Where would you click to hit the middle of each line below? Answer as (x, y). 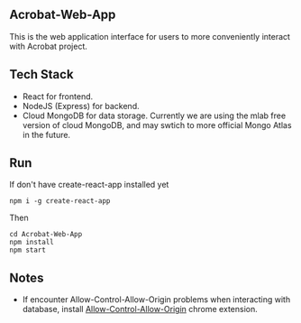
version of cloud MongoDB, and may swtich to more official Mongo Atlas (157, 125)
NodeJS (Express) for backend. (81, 106)
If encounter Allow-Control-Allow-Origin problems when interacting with (156, 300)
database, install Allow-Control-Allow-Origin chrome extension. (140, 309)
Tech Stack (41, 74)
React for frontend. (58, 96)
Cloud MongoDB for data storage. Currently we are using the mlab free (154, 115)
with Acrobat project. (48, 46)
